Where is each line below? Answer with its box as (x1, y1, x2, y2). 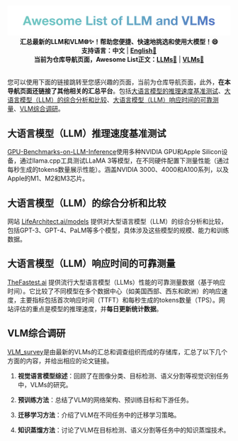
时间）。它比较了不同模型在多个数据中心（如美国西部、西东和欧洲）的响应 (7, 286, 222, 295)
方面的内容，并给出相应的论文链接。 (7, 356, 113, 365)
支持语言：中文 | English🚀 (81, 46, 157, 55)
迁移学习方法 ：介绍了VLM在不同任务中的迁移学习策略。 (17, 410, 181, 419)
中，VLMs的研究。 (17, 380, 72, 388)
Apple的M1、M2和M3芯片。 (7, 174, 89, 183)
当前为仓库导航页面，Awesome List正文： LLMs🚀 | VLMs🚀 (34, 55, 204, 64)
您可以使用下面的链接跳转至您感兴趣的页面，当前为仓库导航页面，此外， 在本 (7, 78, 231, 87)
